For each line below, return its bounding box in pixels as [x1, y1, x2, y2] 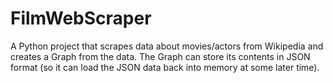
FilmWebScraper [10, 7, 152, 30]
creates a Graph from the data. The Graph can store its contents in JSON [10, 50, 311, 62]
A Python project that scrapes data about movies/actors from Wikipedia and [10, 40, 324, 52]
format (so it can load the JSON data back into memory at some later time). [10, 61, 320, 73]
